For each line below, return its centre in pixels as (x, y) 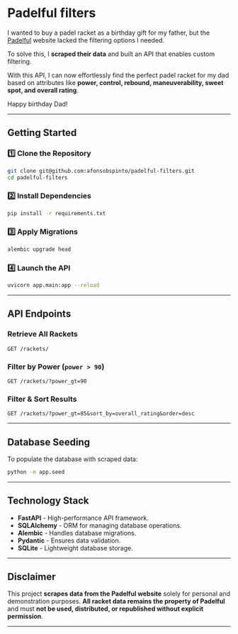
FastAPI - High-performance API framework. (83, 518)
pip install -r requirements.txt (57, 213)
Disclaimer (32, 577)
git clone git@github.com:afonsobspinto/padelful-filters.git (101, 171)
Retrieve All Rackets (42, 334)
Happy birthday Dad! (38, 103)
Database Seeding (49, 442)
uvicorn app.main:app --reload (53, 285)
